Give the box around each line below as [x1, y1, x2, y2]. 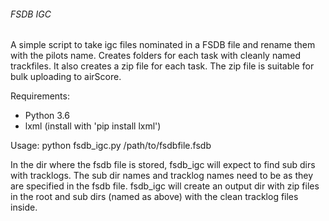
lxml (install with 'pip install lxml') [24, 120, 162, 132]
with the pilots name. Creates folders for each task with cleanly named [10, 50, 302, 62]
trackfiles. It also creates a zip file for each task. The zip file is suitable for [10, 60, 315, 72]
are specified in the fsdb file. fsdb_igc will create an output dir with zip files [10, 180, 320, 192]
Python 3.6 [24, 110, 70, 122]
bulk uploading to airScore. [10, 71, 122, 83]
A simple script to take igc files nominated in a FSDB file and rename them [10, 39, 316, 51]
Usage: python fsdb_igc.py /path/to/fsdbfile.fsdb [10, 140, 212, 152]
